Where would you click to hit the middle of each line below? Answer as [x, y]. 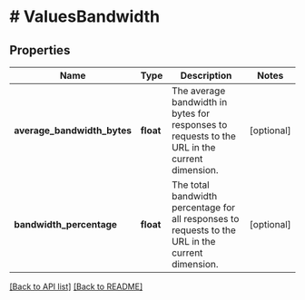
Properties [40, 50]
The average [198, 91]
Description [206, 76]
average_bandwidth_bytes [73, 131]
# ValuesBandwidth [85, 17]
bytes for [191, 113]
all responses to [205, 219]
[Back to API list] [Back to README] [76, 286]
